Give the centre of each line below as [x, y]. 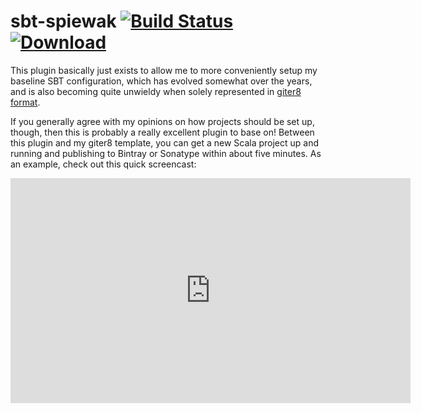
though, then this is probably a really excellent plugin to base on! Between [162, 132]
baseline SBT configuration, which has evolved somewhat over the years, [161, 81]
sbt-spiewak [63, 21]
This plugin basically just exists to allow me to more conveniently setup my [164, 70]
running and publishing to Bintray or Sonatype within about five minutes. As [166, 153]
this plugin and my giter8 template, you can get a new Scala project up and [165, 142]
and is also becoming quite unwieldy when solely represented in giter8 [156, 91]
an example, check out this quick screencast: [103, 164]
